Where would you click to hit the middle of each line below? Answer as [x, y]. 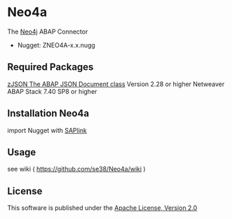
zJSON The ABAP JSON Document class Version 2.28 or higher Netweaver [116, 84]
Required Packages [50, 67]
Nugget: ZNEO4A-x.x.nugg [56, 45]
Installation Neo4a [48, 114]
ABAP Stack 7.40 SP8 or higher [52, 91]
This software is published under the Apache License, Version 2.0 [102, 208]
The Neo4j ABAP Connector [48, 31]
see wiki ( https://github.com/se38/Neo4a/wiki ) [76, 169]
